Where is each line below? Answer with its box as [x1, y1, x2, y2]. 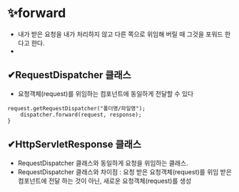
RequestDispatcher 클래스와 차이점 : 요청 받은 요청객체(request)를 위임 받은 [17, 167, 232, 176]
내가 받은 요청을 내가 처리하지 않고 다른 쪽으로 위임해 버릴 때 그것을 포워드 [17, 30, 223, 38]
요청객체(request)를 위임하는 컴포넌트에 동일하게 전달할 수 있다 [17, 89, 194, 97]
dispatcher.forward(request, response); [20, 111, 142, 118]
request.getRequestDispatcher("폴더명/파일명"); [7, 105, 146, 112]
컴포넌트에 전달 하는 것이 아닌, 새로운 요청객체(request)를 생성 [17, 176, 192, 185]
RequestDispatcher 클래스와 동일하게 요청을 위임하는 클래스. [17, 159, 188, 167]
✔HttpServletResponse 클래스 [7, 139, 141, 151]
